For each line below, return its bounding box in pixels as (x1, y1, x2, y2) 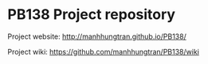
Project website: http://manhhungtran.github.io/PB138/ (7, 32, 186, 41)
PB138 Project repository (7, 6, 176, 24)
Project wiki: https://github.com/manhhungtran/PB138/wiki (7, 47, 200, 56)
